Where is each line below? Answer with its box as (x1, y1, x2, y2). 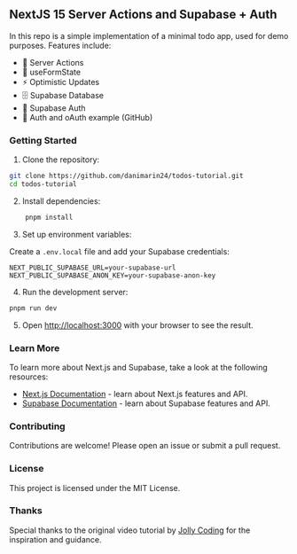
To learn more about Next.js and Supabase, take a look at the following (9, 362, 268, 372)
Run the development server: (21, 286, 129, 297)
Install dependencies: (21, 195, 101, 207)
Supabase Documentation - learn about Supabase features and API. (21, 398, 270, 409)
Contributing (9, 420, 66, 433)
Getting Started (9, 134, 77, 146)
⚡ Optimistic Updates (21, 76, 100, 87)
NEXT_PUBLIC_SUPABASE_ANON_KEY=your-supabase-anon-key (9, 270, 216, 280)
